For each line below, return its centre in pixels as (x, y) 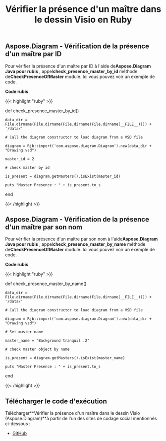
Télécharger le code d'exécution (56, 401)
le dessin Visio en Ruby (83, 20)
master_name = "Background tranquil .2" (48, 341)
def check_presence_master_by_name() (46, 284)
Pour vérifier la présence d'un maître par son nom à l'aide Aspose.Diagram (82, 239)
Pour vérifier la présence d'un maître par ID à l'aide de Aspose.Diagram (78, 66)
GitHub (20, 434)
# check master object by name (37, 349)
